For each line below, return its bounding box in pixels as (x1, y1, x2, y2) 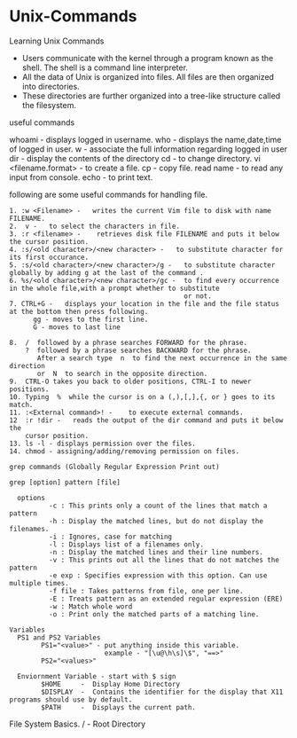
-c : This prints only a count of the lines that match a (48, 501, 268, 510)
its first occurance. (9, 253, 90, 262)
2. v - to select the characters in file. (9, 222, 180, 231)
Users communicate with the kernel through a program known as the (21, 52, 274, 63)
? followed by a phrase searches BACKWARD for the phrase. (25, 346, 252, 355)
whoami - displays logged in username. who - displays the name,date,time (9, 134, 282, 145)
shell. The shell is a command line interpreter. (21, 62, 189, 73)
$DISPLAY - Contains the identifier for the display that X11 (41, 687, 284, 696)
